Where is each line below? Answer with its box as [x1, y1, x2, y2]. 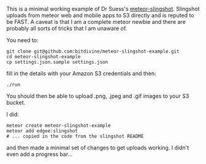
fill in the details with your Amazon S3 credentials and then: [6, 70, 156, 77]
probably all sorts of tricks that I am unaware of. [6, 24, 128, 32]
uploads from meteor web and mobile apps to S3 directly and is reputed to [6, 12, 194, 19]
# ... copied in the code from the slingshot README [6, 133, 144, 140]
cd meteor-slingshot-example [6, 54, 81, 60]
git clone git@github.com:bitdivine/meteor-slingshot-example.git [6, 48, 180, 54]
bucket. [6, 99, 26, 106]
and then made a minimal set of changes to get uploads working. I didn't [6, 144, 189, 151]
